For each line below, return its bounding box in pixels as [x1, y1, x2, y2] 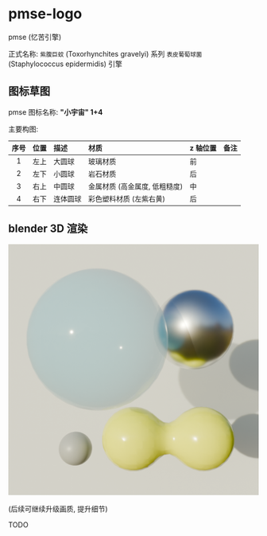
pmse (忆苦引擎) [8, 32, 62, 41]
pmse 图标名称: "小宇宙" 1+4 [8, 107, 103, 116]
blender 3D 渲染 [8, 222, 88, 236]
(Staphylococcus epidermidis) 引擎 [8, 59, 123, 68]
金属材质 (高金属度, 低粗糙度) [88, 182, 184, 191]
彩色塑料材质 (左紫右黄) [88, 194, 165, 204]
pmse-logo [8, 5, 83, 23]
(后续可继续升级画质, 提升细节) [8, 503, 109, 514]
